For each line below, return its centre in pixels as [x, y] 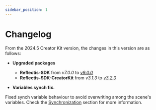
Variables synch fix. [33, 87]
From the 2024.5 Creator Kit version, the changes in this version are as [78, 48]
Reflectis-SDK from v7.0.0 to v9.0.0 [56, 72]
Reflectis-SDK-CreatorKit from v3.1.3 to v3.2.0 [68, 78]
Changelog [28, 34]
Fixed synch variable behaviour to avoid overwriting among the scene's [78, 97]
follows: [13, 53]
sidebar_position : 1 [27, 10]
